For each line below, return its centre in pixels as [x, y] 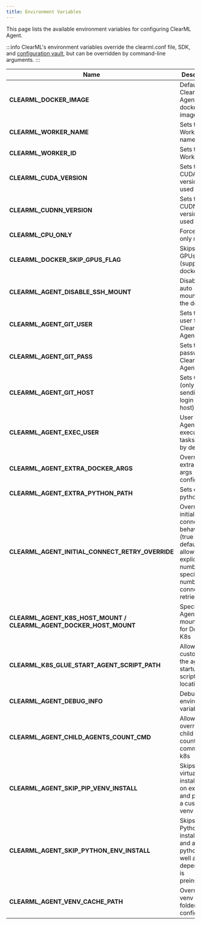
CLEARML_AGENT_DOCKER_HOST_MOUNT [72, 625]
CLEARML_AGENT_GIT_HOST [52, 392]
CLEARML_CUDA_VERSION [48, 178]
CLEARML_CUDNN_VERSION [51, 210]
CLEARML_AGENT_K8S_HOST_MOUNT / [68, 617]
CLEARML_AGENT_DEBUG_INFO [56, 701]
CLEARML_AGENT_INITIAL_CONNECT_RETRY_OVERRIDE [92, 551]
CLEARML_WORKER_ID [43, 153]
